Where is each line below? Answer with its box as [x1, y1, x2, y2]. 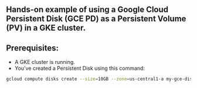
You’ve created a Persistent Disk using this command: [14, 65, 145, 72]
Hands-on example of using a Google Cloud [6, 5, 169, 15]
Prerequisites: [6, 43, 59, 53]
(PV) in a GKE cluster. [6, 23, 86, 33]
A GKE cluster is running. [14, 59, 75, 66]
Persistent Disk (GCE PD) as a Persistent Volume [6, 14, 186, 24]
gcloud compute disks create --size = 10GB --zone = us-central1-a [6, 76, 164, 82]
